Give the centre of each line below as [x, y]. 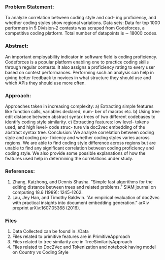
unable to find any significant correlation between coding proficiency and [80, 148]
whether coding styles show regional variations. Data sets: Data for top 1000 [82, 23]
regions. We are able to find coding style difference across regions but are [81, 143]
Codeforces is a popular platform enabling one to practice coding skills [77, 62]
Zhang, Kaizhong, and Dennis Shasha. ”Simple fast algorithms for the [82, 182]
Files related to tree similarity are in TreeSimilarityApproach [72, 242]
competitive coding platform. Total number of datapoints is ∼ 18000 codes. [81, 33]
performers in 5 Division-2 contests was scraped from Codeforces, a [75, 28]
